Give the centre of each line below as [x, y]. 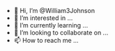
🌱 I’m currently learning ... [51, 25]
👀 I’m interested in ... [43, 18]
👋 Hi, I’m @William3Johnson [54, 11]
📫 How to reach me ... [46, 40]
